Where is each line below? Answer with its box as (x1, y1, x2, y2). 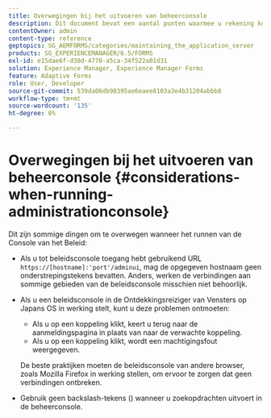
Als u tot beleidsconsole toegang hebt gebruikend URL (19, 253, 202, 263)
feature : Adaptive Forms (8, 72, 92, 80)
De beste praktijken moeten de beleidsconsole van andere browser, (19, 360, 245, 370)
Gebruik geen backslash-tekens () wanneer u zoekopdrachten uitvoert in (19, 393, 262, 403)
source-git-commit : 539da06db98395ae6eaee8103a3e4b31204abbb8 (8, 86, 222, 95)
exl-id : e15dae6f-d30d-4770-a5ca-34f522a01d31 (8, 57, 168, 65)
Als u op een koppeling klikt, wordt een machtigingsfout (31, 336, 218, 345)
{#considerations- (114, 169, 240, 186)
